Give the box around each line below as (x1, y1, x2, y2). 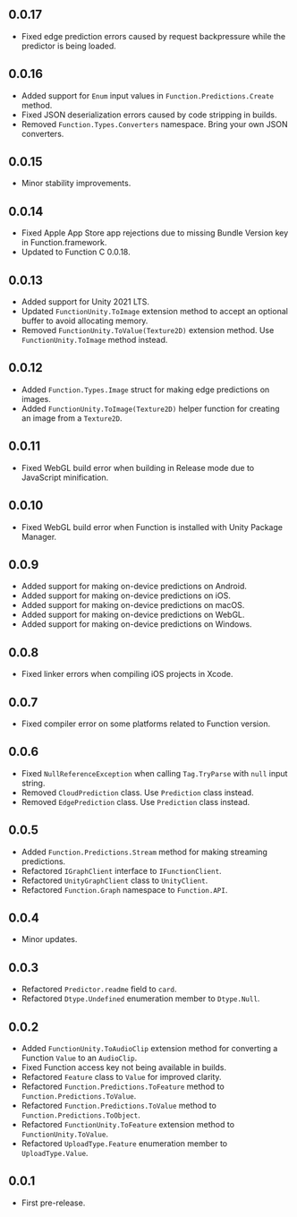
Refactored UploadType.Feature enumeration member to (21, 1138, 228, 1149)
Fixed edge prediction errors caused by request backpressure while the (21, 30, 286, 41)
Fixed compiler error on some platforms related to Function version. (21, 718, 270, 729)
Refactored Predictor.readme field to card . (21, 984, 177, 995)
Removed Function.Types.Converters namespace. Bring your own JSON (21, 118, 288, 129)
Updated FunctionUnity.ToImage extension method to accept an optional (21, 306, 288, 317)
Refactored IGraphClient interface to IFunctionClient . (21, 865, 222, 876)
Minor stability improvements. (21, 178, 132, 189)
